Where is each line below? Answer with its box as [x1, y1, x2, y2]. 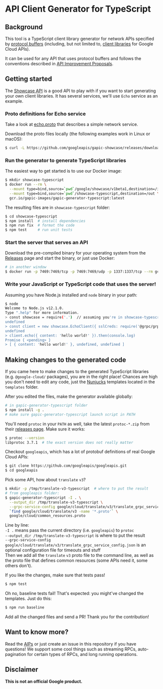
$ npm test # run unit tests [5, 228, 73, 233]
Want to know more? [5, 628, 69, 636]
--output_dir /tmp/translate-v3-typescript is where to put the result [5, 532, 146, 538]
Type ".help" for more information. [5, 311, 79, 315]
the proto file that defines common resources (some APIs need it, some [5, 557, 148, 564]
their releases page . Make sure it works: [5, 426, 85, 432]
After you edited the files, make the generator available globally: [5, 394, 133, 399]
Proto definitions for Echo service [5, 110, 86, 117]
